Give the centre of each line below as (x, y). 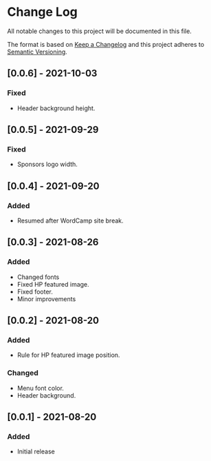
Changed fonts (38, 277)
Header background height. (56, 108)
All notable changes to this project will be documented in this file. (100, 31)
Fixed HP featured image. (53, 284)
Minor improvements (46, 299)
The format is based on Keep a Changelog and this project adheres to (106, 44)
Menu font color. (40, 388)
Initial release (36, 451)
